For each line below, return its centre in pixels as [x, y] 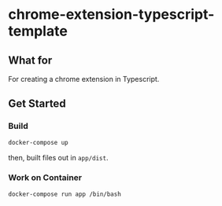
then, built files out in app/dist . [58, 157]
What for [30, 60]
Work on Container [45, 178]
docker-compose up [38, 142]
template [38, 31]
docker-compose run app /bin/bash [65, 194]
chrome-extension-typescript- [111, 15]
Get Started [37, 104]
